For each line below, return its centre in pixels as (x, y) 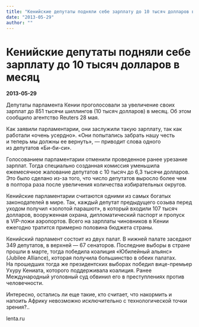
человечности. (25, 283)
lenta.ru (15, 319)
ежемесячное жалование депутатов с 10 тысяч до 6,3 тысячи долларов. (98, 172)
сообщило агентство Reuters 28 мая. (53, 118)
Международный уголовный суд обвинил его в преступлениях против (95, 277)
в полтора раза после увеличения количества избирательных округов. (96, 185)
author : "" (20, 23)
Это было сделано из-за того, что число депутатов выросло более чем (96, 178)
